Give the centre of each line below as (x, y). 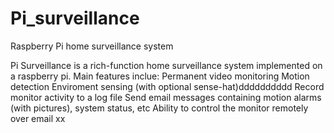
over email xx (38, 118)
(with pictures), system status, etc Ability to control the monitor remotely (159, 108)
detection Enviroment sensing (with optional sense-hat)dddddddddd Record (167, 86)
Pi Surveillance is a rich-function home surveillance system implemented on (166, 65)
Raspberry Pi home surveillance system (92, 46)
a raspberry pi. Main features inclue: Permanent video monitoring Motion (160, 76)
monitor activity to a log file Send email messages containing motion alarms (166, 97)
